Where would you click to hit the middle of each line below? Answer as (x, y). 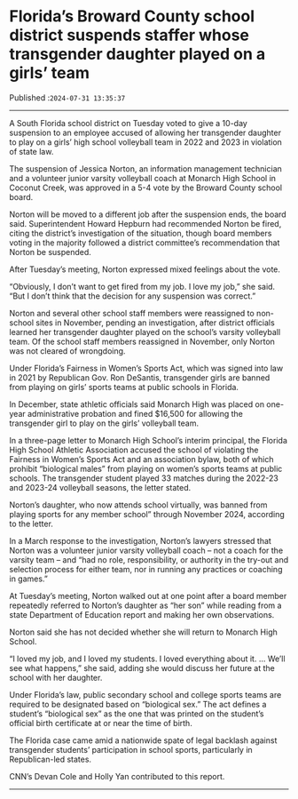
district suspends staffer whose (129, 35)
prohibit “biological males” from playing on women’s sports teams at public (146, 468)
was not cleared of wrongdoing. (67, 351)
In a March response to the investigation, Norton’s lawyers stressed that (141, 540)
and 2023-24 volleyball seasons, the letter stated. (100, 487)
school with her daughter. (56, 677)
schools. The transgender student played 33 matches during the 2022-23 (144, 478)
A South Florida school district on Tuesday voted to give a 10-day (129, 123)
